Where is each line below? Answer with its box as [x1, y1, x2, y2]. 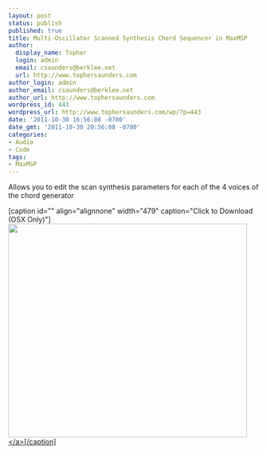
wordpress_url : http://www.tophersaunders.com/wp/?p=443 [8, 109, 202, 117]
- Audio [8, 137, 34, 146]
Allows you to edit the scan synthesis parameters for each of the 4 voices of [8, 182, 259, 192]
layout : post [8, 11, 52, 20]
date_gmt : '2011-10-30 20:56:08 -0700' [8, 123, 141, 131]
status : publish [8, 19, 62, 27]
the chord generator [8, 191, 74, 201]
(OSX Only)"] [8, 215, 52, 225]
